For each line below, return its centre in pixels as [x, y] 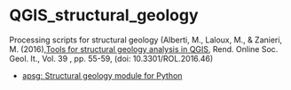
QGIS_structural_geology [104, 15]
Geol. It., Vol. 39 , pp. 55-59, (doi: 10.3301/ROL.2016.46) [111, 58]
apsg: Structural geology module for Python [102, 75]
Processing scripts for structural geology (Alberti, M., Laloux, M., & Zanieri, [145, 40]
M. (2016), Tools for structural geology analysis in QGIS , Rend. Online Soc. [144, 49]
